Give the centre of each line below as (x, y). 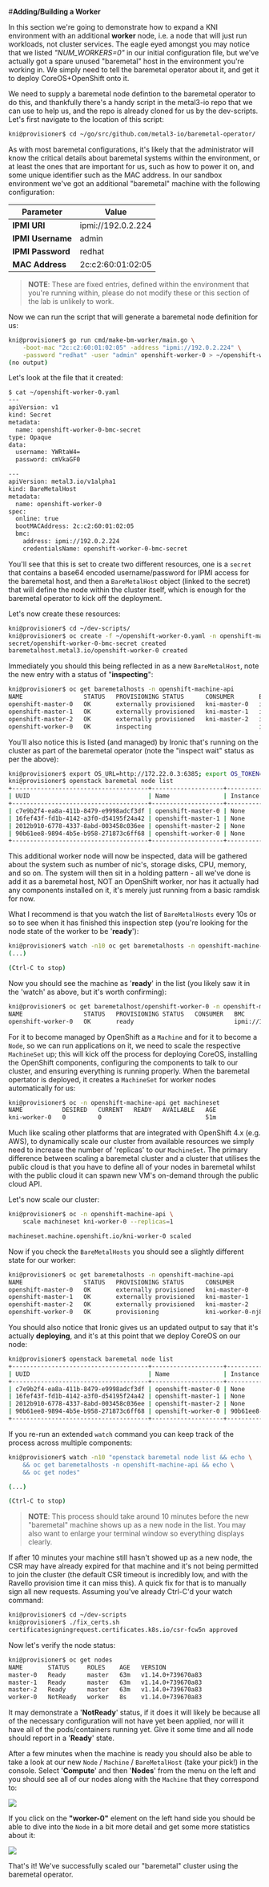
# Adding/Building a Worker (55, 12)
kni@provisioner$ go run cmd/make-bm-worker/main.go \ (102, 340)
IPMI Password (41, 251)
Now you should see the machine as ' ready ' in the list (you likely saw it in (129, 983)
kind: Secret (30, 415)
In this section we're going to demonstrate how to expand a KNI (113, 27)
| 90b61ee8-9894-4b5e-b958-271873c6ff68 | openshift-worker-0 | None (127, 834)
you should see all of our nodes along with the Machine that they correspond (133, 1779)
